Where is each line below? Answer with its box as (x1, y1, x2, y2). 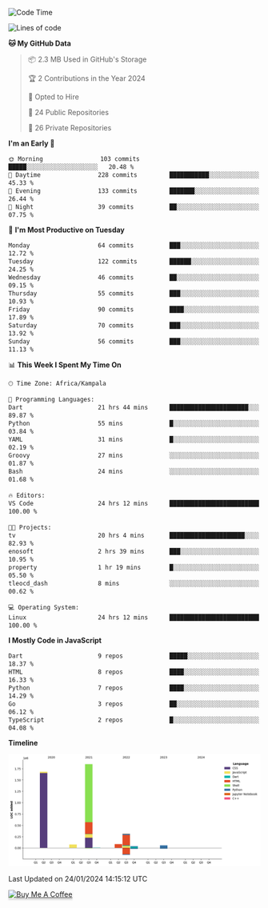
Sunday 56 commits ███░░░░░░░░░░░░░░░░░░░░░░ (8, 338, 260, 346)
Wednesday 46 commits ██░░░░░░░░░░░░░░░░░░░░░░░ (8, 274, 260, 282)
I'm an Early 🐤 (8, 138, 55, 148)
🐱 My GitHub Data (8, 38, 72, 48)
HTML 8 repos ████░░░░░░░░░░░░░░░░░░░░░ (8, 668, 260, 676)
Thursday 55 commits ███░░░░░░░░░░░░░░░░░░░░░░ (8, 290, 260, 298)
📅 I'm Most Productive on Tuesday (8, 225, 126, 234)
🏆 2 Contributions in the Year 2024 (27, 74, 146, 83)
